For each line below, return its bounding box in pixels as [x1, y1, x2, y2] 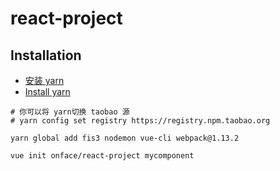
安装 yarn [24, 75, 65, 86]
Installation [10, 47, 82, 64]
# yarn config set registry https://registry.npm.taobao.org [10, 116, 271, 126]
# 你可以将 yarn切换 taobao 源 [10, 107, 130, 117]
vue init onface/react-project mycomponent [10, 151, 195, 161]
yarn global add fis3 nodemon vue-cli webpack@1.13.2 [10, 133, 240, 143]
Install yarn [24, 86, 71, 97]
